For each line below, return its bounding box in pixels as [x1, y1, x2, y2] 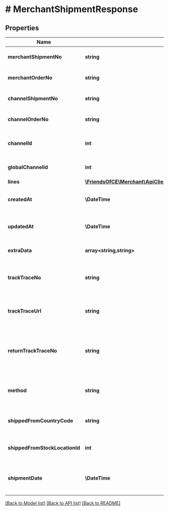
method [8, 387, 27, 394]
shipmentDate [8, 475, 43, 481]
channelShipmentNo [8, 95, 58, 102]
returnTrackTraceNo [8, 347, 57, 354]
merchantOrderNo [8, 74, 53, 81]
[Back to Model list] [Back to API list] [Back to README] [5, 500, 121, 506]
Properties [5, 24, 39, 32]
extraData [8, 247, 32, 254]
